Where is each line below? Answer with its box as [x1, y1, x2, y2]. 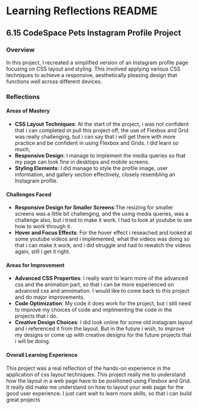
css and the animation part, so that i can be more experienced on [14, 281, 174, 288]
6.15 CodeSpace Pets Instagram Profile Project [6, 28, 182, 38]
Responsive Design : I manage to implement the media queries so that [14, 152, 186, 159]
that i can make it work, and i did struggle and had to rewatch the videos [14, 242, 191, 249]
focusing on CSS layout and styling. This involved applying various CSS [6, 65, 181, 72]
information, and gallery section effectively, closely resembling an [14, 171, 176, 178]
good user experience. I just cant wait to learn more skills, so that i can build [6, 389, 192, 397]
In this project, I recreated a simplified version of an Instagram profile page [6, 59, 188, 66]
